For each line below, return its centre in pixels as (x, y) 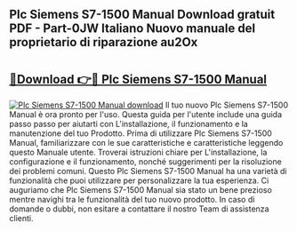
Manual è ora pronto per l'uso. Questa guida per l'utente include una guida (146, 114)
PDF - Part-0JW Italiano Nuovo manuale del (132, 29)
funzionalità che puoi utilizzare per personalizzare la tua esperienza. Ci (139, 180)
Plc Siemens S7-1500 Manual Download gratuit (142, 15)
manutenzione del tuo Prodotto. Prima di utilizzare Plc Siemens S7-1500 (141, 133)
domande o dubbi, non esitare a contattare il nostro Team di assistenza (139, 209)
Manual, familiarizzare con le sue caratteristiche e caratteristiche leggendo (146, 143)
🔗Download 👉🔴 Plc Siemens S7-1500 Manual (138, 79)
